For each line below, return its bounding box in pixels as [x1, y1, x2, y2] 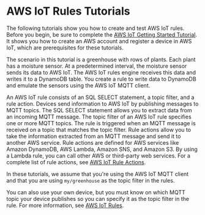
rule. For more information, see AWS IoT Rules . [6, 202, 124, 209]
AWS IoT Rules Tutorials [6, 4, 130, 18]
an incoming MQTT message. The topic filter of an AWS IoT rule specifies [6, 113, 192, 120]
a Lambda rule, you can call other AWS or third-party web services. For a [6, 151, 191, 159]
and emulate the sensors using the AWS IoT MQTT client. [6, 81, 151, 89]
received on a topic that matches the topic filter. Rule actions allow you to [6, 126, 192, 133]
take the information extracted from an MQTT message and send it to [6, 133, 181, 140]
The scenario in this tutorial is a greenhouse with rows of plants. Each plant [6, 56, 196, 63]
